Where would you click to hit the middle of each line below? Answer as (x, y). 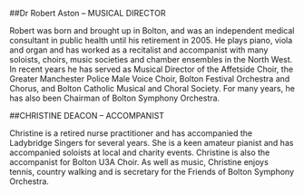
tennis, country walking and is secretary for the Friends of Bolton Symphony (152, 172)
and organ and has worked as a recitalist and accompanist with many (139, 50)
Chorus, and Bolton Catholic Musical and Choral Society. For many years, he (152, 88)
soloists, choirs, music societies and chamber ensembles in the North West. (151, 59)
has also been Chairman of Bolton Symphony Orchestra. (115, 98)
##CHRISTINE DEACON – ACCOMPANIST (87, 116)
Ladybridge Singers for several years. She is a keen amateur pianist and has (152, 143)
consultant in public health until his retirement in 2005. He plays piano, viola (151, 40)
